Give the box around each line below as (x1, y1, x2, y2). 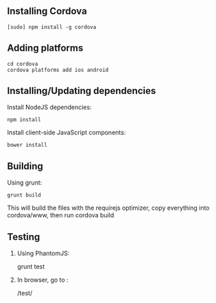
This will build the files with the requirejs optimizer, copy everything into (7, 204, 211, 212)
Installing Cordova (7, 5, 87, 17)
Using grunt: (7, 178, 43, 187)
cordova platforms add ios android (7, 66, 109, 73)
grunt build (7, 192, 41, 199)
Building (7, 160, 43, 172)
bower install (7, 142, 48, 149)
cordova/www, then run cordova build (7, 211, 115, 219)
